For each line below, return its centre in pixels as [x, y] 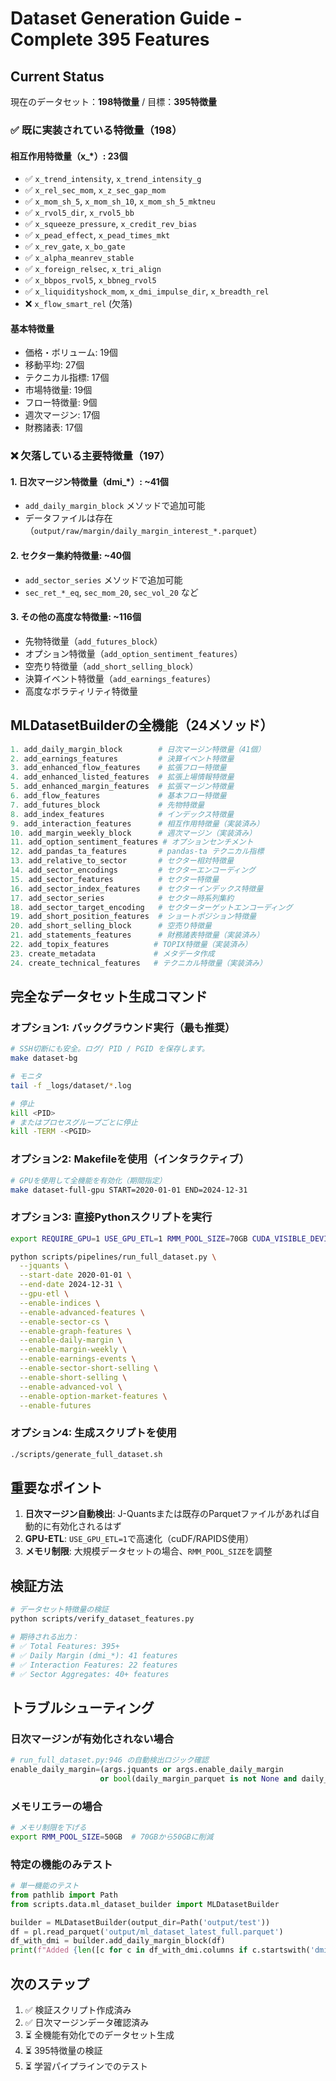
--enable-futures [55, 1405]
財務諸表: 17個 [53, 428]
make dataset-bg [44, 1058]
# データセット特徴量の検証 [60, 1610]
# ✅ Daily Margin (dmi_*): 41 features [94, 1655]
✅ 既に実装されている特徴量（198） [96, 130]
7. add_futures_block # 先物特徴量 [107, 805]
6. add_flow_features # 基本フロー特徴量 [118, 796]
